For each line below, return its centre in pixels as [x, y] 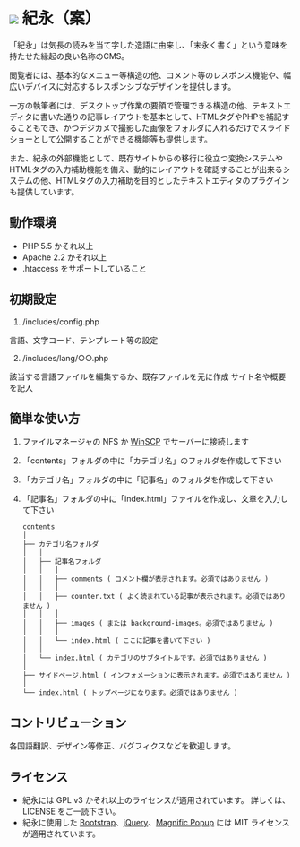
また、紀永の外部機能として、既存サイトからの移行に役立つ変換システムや [146, 158]
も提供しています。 [44, 191]
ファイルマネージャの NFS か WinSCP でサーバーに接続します [135, 442]
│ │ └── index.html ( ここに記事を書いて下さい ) [116, 641]
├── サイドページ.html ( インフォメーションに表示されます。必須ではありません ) [156, 676]
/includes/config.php [61, 321]
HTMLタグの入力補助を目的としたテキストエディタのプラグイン [173, 180]
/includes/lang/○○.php [65, 358]
